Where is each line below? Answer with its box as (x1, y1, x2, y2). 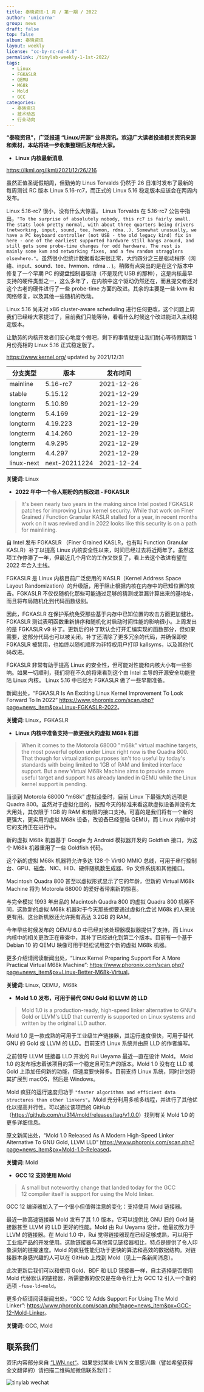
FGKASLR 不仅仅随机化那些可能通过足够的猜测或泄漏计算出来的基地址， (16, 590, 197, 597)
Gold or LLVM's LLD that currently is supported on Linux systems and (21, 1013, 195, 1021)
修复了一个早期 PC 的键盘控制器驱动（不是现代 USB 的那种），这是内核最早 (6, 270, 193, 277)
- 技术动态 (12, 111, 36, 117)
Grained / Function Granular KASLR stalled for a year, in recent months (21, 513, 198, 521)
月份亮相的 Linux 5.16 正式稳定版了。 (6, 342, 98, 349)
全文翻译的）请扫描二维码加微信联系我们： (6, 1366, 113, 1374)
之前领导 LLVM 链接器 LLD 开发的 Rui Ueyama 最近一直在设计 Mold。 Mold (6, 1053, 193, 1060)
